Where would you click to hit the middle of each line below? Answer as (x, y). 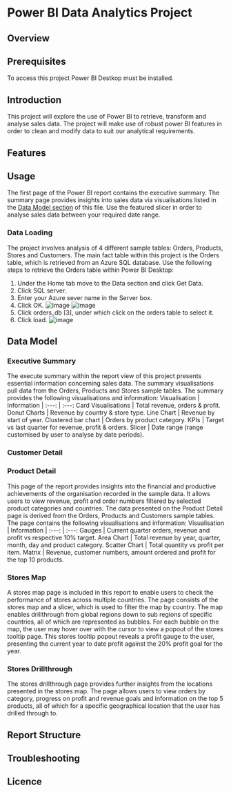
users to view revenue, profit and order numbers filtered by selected (104, 501)
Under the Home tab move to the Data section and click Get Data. (110, 283)
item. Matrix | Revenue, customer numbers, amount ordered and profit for (111, 552)
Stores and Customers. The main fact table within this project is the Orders (113, 255)
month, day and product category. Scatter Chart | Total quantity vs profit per (115, 545)
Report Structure (44, 735)
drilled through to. (33, 713)
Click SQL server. (42, 290)
